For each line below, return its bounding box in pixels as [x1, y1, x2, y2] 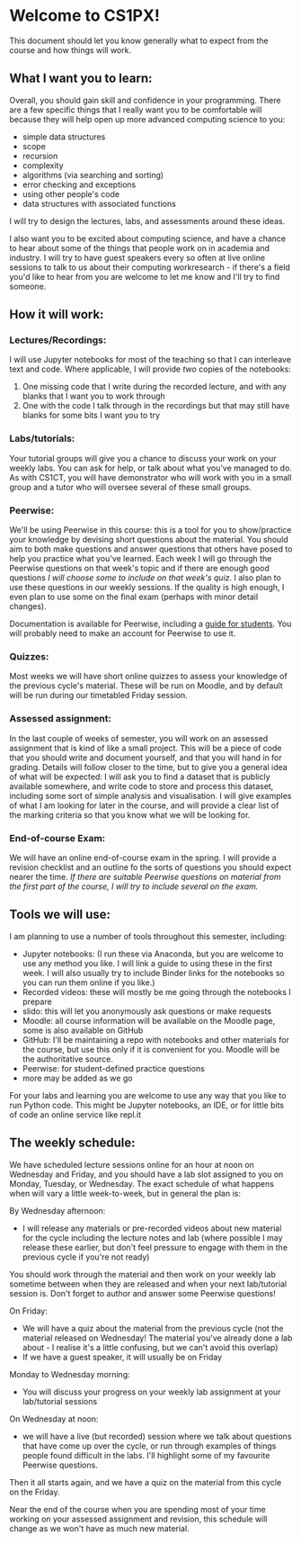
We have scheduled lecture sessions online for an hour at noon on [9, 1159, 254, 1170]
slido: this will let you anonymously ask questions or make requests [22, 1005, 272, 1017]
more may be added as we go [22, 1072, 133, 1083]
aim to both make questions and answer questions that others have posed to [9, 543, 293, 554]
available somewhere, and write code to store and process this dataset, [9, 780, 274, 792]
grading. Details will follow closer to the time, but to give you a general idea [9, 761, 288, 772]
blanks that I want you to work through [22, 390, 166, 401]
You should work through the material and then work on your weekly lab [9, 1269, 276, 1279]
